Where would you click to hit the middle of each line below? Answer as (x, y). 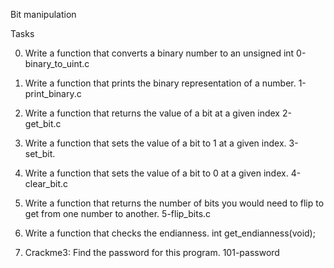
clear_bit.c (46, 183)
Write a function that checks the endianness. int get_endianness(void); (170, 233)
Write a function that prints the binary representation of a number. (160, 83)
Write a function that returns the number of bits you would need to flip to (174, 203)
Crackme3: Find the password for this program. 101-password (152, 252)
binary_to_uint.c (57, 63)
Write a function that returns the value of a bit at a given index (152, 113)
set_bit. (40, 153)
